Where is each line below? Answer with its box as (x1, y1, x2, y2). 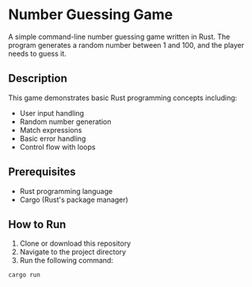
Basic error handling (19, 134, 86, 143)
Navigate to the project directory (19, 247, 127, 257)
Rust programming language (19, 186, 113, 196)
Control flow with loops (19, 142, 96, 152)
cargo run (8, 271, 41, 279)
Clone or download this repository (19, 239, 132, 248)
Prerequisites (8, 165, 76, 179)
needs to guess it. (8, 48, 67, 58)
